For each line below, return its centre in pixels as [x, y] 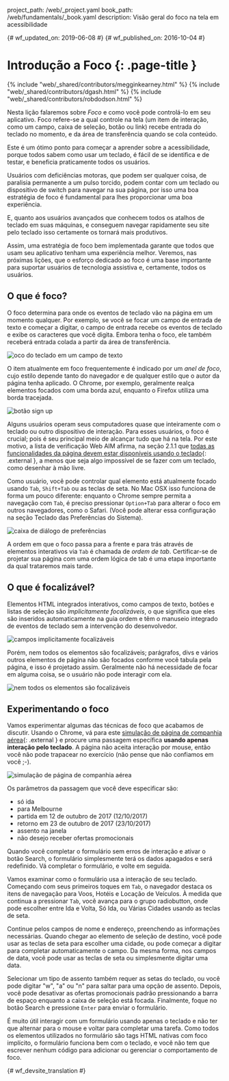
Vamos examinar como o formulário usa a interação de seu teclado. [102, 879]
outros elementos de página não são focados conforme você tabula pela [109, 659]
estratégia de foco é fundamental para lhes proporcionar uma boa [100, 197]
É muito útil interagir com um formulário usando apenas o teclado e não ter [112, 1021]
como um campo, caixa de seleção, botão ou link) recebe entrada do [104, 127]
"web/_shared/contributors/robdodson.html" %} [75, 99]
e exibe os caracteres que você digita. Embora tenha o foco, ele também [109, 335]
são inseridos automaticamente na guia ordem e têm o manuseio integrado [112, 618]
